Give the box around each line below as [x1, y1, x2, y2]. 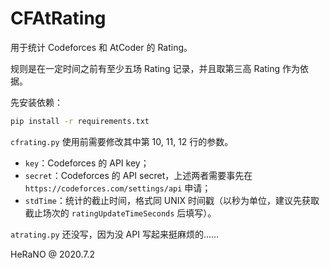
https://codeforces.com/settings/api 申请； [24, 182, 212, 194]
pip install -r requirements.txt [10, 116, 150, 126]
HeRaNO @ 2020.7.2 [10, 248, 95, 260]
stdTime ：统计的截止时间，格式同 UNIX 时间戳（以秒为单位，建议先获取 [24, 194, 320, 206]
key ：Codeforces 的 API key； [24, 157, 150, 169]
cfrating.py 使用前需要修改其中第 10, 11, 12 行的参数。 [10, 135, 234, 147]
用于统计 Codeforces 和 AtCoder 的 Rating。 [10, 41, 193, 53]
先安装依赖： [10, 96, 63, 108]
